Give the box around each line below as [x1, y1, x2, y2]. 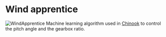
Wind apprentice [5, 4, 78, 15]
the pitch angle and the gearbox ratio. [5, 25, 85, 31]
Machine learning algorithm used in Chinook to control [46, 20, 161, 26]
